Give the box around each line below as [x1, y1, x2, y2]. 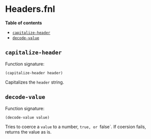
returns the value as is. [5, 129, 52, 135]
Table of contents [5, 20, 42, 26]
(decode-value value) [5, 115, 50, 120]
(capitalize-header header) [5, 70, 63, 75]
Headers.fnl [5, 3, 55, 15]
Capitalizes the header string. [5, 79, 64, 85]
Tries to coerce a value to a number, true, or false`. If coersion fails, [5, 124, 146, 130]
